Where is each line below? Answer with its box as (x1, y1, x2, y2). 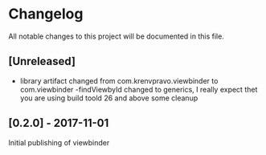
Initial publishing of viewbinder (8, 137, 110, 147)
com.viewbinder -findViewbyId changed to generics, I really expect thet (19, 84, 258, 94)
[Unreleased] (8, 55, 76, 68)
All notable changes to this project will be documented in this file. (8, 31, 225, 41)
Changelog (8, 5, 84, 23)
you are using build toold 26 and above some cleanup (19, 93, 198, 103)
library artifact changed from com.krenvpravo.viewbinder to (19, 75, 219, 85)
